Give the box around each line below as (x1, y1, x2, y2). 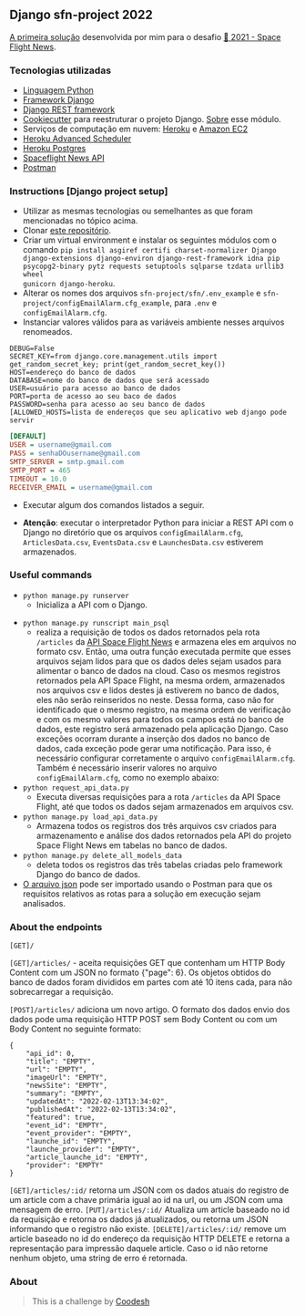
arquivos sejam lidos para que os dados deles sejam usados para (36, 656, 282, 667)
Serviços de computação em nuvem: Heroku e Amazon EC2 (22, 123, 249, 135)
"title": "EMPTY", (25, 1057, 96, 1066)
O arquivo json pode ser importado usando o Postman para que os (22, 878, 273, 889)
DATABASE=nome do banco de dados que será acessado (9, 376, 209, 386)
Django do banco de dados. (36, 868, 141, 879)
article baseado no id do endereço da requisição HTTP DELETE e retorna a (9, 1233, 290, 1244)
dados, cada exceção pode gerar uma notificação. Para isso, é (36, 742, 271, 753)
